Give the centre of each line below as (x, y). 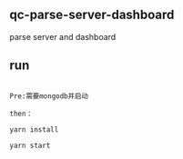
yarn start (30, 145)
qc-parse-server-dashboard (92, 15)
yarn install (34, 129)
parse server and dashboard (63, 36)
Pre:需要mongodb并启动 (49, 96)
